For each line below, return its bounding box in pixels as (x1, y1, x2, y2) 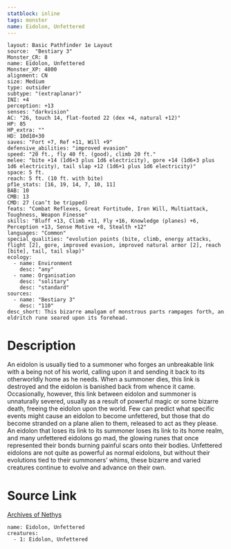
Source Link (7, 487, 77, 503)
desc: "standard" (19, 285, 70, 291)
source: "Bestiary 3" (7, 48, 73, 55)
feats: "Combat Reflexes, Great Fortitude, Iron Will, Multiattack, (7, 206, 209, 213)
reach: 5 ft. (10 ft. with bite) (7, 175, 104, 182)
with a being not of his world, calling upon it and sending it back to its (7, 368, 205, 376)
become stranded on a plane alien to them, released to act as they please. (7, 420, 219, 428)
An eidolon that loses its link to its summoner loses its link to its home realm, (7, 426, 224, 435)
